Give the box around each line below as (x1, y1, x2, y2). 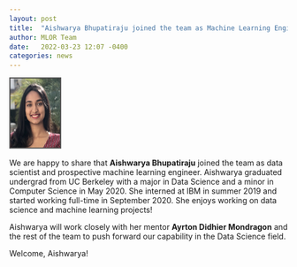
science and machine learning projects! (9, 204, 153, 216)
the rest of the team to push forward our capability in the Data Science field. (9, 231, 286, 242)
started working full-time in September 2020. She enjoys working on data (9, 195, 277, 206)
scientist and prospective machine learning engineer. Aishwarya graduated (9, 167, 283, 178)
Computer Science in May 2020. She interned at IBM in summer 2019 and (9, 186, 278, 196)
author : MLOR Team (9, 33, 77, 42)
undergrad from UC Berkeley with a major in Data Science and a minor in (9, 177, 274, 187)
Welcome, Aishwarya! (9, 248, 88, 259)
